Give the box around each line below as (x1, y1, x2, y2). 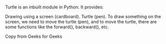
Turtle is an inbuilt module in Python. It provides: (5, 4, 104, 10)
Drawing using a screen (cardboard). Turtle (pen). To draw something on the (5, 14, 161, 19)
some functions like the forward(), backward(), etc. (5, 24, 109, 30)
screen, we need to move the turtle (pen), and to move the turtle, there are (5, 19, 157, 24)
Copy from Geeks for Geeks (5, 34, 62, 39)
